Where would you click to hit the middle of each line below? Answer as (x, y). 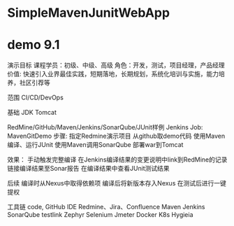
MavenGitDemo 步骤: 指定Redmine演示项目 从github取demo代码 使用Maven (116, 136)
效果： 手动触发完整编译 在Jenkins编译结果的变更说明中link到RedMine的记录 (117, 160)
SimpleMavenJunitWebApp (88, 13)
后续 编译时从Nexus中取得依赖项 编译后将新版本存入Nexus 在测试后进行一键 (117, 183)
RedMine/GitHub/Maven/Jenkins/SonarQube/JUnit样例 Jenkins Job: (105, 127)
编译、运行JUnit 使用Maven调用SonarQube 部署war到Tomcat (95, 145)
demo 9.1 (34, 45)
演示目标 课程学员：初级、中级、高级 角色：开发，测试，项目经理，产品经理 (116, 65)
